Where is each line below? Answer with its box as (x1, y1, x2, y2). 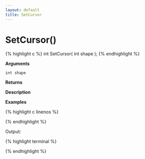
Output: (5, 129, 21, 135)
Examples (5, 99, 27, 105)
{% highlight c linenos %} (5, 109, 59, 115)
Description (5, 89, 31, 96)
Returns (5, 79, 23, 85)
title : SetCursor (5, 12, 42, 17)
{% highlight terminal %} (5, 138, 57, 145)
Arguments (5, 60, 30, 67)
